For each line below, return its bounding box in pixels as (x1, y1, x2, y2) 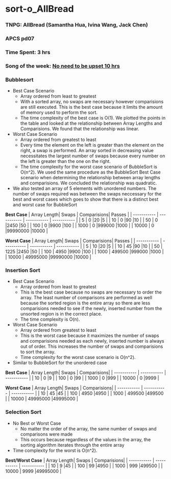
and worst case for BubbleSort (12, 202, 78, 208)
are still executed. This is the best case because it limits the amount (20, 104, 163, 110)
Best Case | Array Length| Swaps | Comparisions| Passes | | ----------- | (5, 211, 159, 218)
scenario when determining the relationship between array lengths (20, 175, 161, 181)
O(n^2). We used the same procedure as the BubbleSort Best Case (20, 169, 161, 175)
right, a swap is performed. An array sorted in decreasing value (20, 148, 154, 154)
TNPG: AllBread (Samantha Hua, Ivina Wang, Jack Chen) (5, 21, 148, 29)
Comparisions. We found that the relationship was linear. (20, 126, 139, 132)
